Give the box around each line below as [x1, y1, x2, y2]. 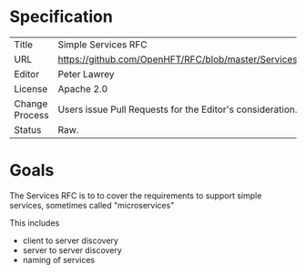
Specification [9, 6, 114, 27]
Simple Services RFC [57, 38, 148, 51]
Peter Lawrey [57, 67, 115, 80]
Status [14, 123, 42, 136]
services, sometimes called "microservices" [9, 199, 175, 210]
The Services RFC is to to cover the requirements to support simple [9, 189, 262, 201]
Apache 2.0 [57, 82, 108, 95]
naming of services [22, 254, 96, 265]
